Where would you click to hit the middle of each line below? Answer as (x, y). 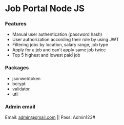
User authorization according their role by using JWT (65, 40)
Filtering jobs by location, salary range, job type (60, 45)
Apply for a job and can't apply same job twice (59, 50)
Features (16, 24)
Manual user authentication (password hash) (57, 34)
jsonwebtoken (26, 78)
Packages (17, 68)
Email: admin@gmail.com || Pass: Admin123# (50, 117)
